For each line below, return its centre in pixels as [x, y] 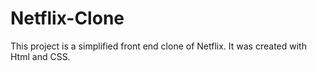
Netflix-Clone [67, 18]
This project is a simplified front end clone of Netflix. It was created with [158, 46]
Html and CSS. [40, 56]
